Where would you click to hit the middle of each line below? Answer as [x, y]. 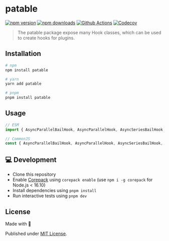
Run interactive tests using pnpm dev [50, 196]
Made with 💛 [18, 224]
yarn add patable [23, 84]
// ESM [12, 125]
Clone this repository [34, 174]
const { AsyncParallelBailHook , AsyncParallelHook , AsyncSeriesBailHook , [84, 143]
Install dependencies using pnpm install [54, 191]
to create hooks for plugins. [46, 38]
